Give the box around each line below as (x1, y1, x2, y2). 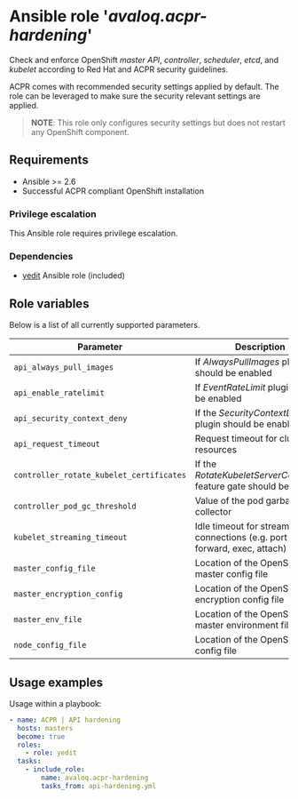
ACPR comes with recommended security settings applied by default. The (9, 81, 279, 92)
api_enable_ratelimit (13, 388, 105, 398)
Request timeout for (194, 433, 278, 445)
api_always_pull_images (13, 363, 114, 372)
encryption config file (194, 594, 285, 606)
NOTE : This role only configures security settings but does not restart (30, 117, 286, 128)
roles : (17, 740, 42, 749)
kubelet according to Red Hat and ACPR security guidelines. (9, 64, 229, 75)
